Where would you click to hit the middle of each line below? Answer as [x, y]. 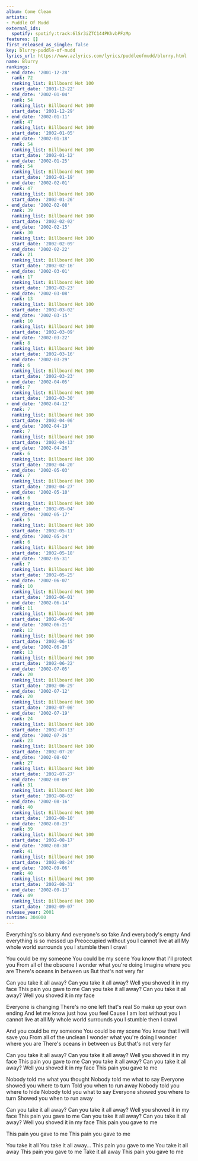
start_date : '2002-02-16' [44, 266]
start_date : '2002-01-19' [44, 178]
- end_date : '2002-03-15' [38, 316]
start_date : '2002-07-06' [44, 708]
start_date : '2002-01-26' [44, 200]
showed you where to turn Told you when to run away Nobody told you [93, 1086]
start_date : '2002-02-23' [44, 288]
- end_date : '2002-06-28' [38, 647]
